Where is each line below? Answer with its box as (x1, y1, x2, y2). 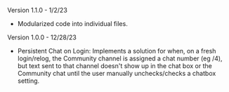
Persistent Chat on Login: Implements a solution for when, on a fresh (17, 47, 216, 55)
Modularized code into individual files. (17, 20, 128, 27)
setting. (17, 77, 40, 85)
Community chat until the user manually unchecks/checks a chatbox (17, 70, 216, 77)
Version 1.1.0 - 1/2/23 (7, 6, 68, 14)
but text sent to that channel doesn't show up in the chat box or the (17, 62, 212, 70)
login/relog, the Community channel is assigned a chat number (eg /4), (17, 54, 223, 63)
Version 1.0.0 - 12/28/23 (7, 33, 77, 41)
